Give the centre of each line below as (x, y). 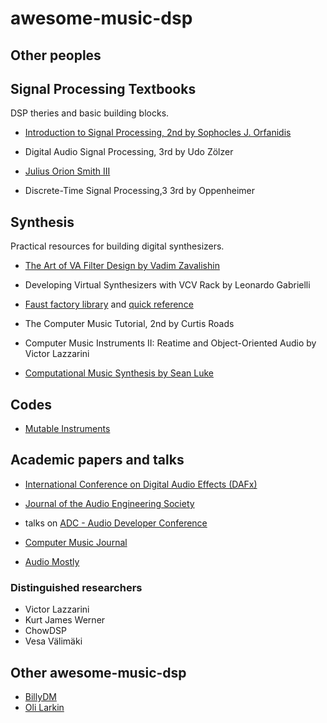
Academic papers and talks (97, 460)
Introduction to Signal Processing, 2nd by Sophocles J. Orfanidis (158, 133)
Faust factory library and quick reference (109, 304)
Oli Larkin (44, 707)
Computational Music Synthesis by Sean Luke (119, 373)
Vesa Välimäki (53, 641)
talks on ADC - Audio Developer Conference (116, 523)
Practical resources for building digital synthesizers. (117, 246)
